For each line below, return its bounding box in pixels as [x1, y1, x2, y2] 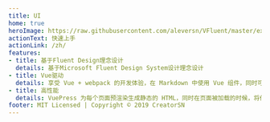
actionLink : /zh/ [8, 42, 67, 50]
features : [8, 49, 42, 57]
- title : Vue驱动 [8, 71, 64, 79]
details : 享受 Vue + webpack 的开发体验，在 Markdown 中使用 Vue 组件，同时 [15, 79, 258, 87]
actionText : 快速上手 [8, 34, 76, 43]
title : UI [8, 11, 42, 20]
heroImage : [8, 26, 45, 35]
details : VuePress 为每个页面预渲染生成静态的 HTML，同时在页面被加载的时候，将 [15, 94, 260, 102]
